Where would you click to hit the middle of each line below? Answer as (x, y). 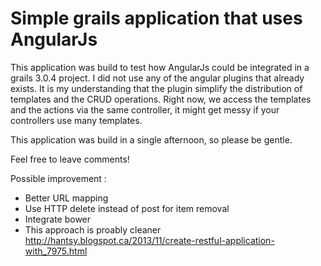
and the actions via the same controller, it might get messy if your (145, 109)
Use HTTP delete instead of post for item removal (127, 208)
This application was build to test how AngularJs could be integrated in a (160, 67)
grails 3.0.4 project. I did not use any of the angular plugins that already (157, 78)
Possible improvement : (58, 178)
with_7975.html (56, 251)
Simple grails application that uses (156, 18)
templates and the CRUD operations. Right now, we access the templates (161, 99)
